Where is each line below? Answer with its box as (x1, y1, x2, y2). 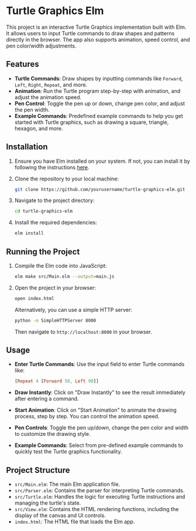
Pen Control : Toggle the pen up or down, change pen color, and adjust (14, 100, 185, 107)
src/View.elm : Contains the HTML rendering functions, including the (14, 506, 179, 513)
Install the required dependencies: (14, 219, 98, 226)
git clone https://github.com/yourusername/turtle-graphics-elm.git (14, 186, 185, 192)
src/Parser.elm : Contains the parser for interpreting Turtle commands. (14, 487, 185, 494)
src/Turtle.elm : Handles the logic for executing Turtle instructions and (14, 493, 185, 500)
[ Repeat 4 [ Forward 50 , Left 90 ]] (14, 378, 99, 384)
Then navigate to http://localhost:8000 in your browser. (14, 328, 152, 335)
